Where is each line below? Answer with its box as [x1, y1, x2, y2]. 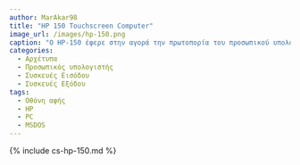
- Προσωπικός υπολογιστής [17, 63, 114, 72]
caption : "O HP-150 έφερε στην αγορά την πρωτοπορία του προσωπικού [9, 37, 270, 47]
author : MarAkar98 [9, 12, 78, 22]
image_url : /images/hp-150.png [9, 29, 126, 38]
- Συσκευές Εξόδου [17, 79, 87, 88]
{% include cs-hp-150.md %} [9, 145, 117, 156]
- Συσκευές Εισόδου [17, 71, 90, 80]
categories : [9, 46, 54, 55]
